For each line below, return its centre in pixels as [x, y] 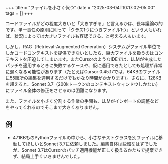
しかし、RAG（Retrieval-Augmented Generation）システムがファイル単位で [83, 46]
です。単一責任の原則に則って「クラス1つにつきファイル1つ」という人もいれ [83, 30]
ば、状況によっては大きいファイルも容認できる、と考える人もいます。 [77, 36]
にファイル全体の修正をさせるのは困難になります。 [58, 90]
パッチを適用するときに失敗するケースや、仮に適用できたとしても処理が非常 [84, 65]
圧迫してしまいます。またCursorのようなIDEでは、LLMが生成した [94, 59]
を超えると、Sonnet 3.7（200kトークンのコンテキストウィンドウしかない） [83, 84]
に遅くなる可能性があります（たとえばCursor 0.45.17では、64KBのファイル [83, 71]
